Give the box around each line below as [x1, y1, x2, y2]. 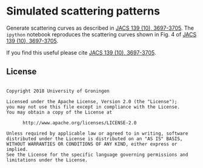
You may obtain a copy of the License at [6, 109, 113, 115]
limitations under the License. [6, 156, 88, 163]
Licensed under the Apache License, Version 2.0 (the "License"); [6, 98, 178, 104]
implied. [6, 146, 28, 152]
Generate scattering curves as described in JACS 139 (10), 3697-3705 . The [6, 24, 194, 32]
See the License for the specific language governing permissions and [6, 152, 188, 158]
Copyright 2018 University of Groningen [6, 88, 110, 94]
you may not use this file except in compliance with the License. [6, 104, 181, 110]
